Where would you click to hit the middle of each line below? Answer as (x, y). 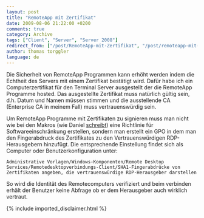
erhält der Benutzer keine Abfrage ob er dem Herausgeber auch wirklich (97, 190)
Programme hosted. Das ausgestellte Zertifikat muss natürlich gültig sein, (98, 94)
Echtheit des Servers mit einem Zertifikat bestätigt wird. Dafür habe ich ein (100, 81)
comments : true (25, 29)
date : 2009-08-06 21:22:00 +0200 (49, 23)
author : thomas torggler (38, 52)
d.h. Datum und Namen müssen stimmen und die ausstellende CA (89, 100)
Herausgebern (24, 144)
